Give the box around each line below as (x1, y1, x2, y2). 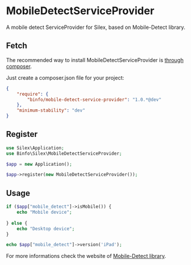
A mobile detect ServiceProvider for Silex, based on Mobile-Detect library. (6, 24, 186, 31)
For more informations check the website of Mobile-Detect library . (6, 253, 166, 260)
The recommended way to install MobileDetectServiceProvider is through (6, 56, 184, 63)
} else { (6, 220, 28, 226)
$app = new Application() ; (6, 161, 72, 167)
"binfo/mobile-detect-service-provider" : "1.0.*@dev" (27, 96, 162, 103)
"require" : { (16, 91, 49, 97)
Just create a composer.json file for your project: (6, 74, 125, 81)
